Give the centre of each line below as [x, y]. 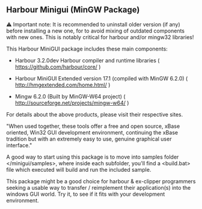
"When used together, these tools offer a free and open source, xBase [93, 126]
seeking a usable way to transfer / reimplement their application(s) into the [99, 187]
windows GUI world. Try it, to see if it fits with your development [86, 194]
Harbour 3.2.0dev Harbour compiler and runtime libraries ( [87, 60]
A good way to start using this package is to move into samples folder [93, 157]
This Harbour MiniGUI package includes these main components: [87, 49]
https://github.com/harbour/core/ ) [58, 67]
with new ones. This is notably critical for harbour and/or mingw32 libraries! [100, 37]
